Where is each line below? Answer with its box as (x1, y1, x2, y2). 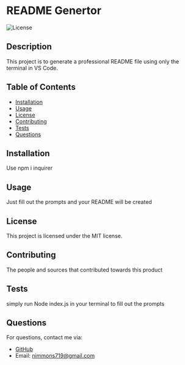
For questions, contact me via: (6, 334, 82, 341)
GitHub (15, 345, 34, 353)
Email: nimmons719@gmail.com (15, 352, 95, 360)
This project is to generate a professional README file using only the (6, 57, 180, 65)
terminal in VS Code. (6, 64, 58, 71)
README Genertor (6, 4, 102, 18)
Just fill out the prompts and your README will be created (6, 198, 153, 206)
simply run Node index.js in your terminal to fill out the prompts (6, 300, 165, 307)
